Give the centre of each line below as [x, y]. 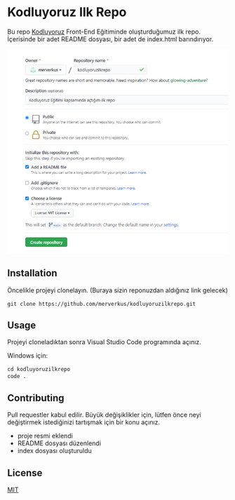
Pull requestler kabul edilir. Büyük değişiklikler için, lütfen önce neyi [104, 415]
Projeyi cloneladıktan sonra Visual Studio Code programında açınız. [104, 342]
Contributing [36, 398]
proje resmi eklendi [45, 436]
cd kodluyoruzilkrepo [39, 370]
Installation [32, 273]
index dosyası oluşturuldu [55, 451]
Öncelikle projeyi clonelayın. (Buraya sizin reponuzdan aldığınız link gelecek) [117, 290]
